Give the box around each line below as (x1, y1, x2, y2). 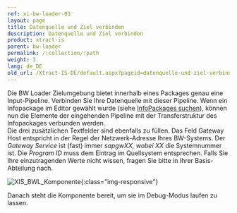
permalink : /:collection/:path (7, 50, 99, 57)
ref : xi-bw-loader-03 (7, 10, 71, 18)
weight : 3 (7, 56, 37, 63)
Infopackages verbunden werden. (7, 118, 106, 127)
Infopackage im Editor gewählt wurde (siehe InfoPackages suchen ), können (7, 104, 227, 112)
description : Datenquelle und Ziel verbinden (7, 30, 143, 37)
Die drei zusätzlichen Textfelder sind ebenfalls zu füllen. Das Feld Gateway (7, 126, 224, 135)
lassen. (7, 198, 28, 207)
